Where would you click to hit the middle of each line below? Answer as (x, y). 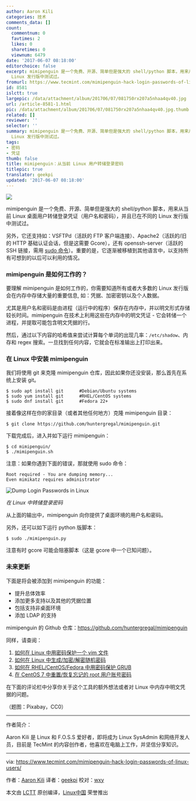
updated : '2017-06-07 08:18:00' (45, 180)
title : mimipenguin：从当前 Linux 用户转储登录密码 (65, 164)
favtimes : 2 (26, 39)
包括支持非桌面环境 (38, 608)
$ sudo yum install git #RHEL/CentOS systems (69, 396)
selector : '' (22, 126)
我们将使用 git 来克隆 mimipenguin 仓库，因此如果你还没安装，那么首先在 (94, 373)
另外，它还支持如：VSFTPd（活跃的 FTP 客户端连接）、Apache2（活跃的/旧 (96, 235)
